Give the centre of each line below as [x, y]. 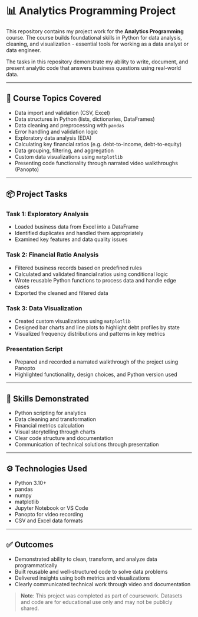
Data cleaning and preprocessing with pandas [70, 125]
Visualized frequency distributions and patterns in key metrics [90, 334]
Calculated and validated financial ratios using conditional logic [91, 274]
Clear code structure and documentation [64, 438]
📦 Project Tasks [37, 195]
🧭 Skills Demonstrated [48, 399]
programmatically [36, 565]
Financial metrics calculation [49, 426]
